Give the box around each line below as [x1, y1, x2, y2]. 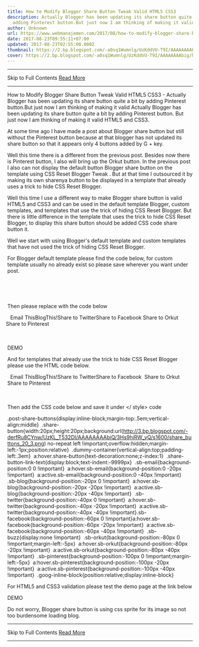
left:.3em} [7, 452, 31, 460]
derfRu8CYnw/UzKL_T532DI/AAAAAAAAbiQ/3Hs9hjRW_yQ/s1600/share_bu [7, 434, 192, 441]
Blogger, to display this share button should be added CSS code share [7, 219, 178, 226]
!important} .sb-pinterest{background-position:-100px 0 [7, 552, 145, 560]
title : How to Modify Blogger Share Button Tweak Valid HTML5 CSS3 [7, 8, 177, 15]
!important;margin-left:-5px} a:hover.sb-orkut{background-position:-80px [7, 540, 188, 547]
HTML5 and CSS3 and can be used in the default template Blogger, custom [7, 200, 190, 207]
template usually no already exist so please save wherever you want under [7, 260, 188, 268]
